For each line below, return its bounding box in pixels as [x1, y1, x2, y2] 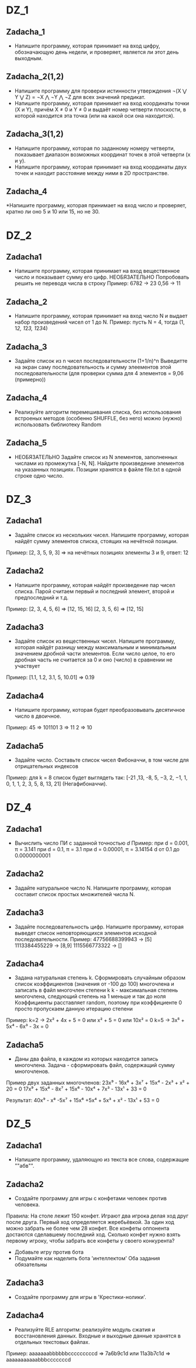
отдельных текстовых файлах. [14, 1338, 90, 1345]
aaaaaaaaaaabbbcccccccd [6, 1356, 71, 1363]
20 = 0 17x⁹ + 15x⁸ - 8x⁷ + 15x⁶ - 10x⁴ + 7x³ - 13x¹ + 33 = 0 [6, 1085, 147, 1092]
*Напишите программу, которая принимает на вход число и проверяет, [6, 202, 187, 209]
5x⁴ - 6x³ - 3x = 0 [6, 1023, 49, 1030]
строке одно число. [14, 472, 64, 479]
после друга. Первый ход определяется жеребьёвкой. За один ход [6, 1219, 174, 1225]
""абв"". [14, 1163, 35, 1170]
